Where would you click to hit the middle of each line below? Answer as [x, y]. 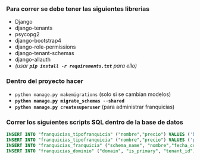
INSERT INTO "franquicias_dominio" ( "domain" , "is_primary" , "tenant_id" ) [101, 151]
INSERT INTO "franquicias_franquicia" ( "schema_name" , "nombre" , [89, 145]
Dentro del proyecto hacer [45, 81]
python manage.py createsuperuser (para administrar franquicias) [95, 107]
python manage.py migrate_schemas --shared [70, 101]
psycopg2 [27, 34]
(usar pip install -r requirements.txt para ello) [76, 66]
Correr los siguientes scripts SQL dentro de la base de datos [95, 122]
